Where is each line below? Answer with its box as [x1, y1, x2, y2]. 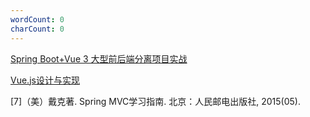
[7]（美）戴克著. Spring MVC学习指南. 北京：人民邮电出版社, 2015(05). [10, 95, 302, 107]
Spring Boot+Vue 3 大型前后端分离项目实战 [10, 52, 188, 65]
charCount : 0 [10, 24, 65, 34]
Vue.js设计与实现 [10, 74, 80, 86]
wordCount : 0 [10, 14, 65, 25]
